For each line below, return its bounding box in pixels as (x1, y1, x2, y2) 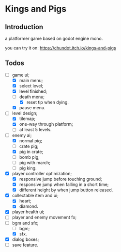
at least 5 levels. (19, 127, 52, 133)
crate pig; (19, 143, 39, 149)
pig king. (19, 165, 37, 171)
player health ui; (12, 209, 45, 215)
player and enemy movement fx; (12, 215, 76, 220)
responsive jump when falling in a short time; (19, 182, 109, 187)
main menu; (19, 77, 43, 83)
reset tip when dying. (26, 100, 69, 105)
